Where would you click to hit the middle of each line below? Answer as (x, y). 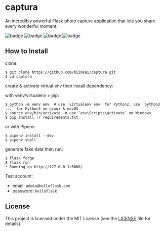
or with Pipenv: (21, 126)
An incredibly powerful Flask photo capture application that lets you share (80, 21)
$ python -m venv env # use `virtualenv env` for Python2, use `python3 (83, 104)
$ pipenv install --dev (30, 136)
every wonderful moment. (31, 26)
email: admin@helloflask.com (41, 185)
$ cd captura (19, 76)
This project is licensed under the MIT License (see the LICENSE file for (78, 218)
